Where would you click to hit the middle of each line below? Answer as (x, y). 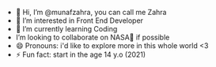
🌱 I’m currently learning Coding (66, 29)
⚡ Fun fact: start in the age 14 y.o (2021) (81, 54)
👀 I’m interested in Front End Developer (80, 20)
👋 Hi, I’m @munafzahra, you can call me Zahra (91, 12)
